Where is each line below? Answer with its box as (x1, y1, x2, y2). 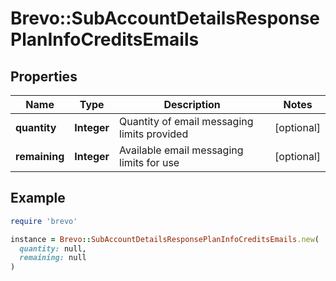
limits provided (119, 127, 189, 141)
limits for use (119, 156, 180, 169)
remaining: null (19, 253, 87, 263)
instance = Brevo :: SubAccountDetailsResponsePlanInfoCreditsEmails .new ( (10, 234, 320, 244)
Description (163, 98, 221, 111)
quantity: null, (19, 243, 87, 254)
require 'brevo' (10, 216, 78, 226)
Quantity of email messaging (119, 115, 254, 128)
